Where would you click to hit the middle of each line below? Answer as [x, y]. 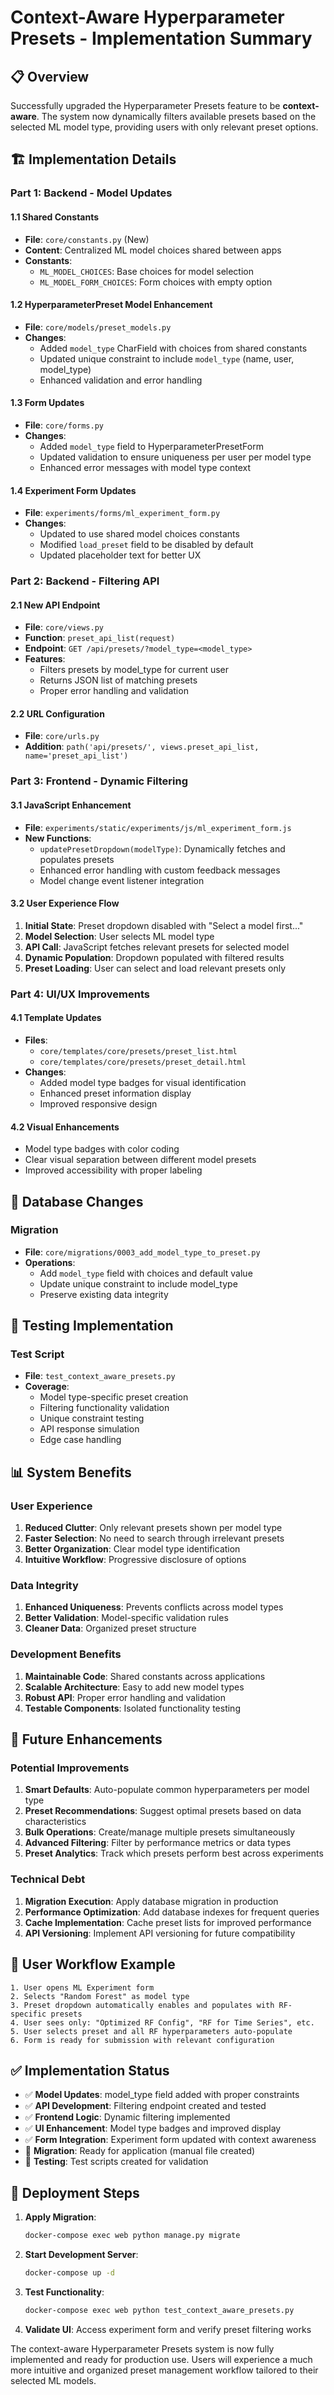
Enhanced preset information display [115, 1093]
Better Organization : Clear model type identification [132, 1549]
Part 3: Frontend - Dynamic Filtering [99, 781]
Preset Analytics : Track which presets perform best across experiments [174, 1853]
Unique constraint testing [92, 1418]
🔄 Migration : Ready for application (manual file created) [140, 2151]
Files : [36, 1040]
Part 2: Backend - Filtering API [85, 581]
